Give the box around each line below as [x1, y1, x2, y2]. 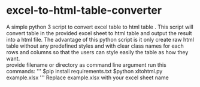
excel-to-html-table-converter [6, 4, 162, 17]
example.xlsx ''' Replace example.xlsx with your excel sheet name [6, 74, 169, 81]
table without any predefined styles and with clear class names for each [6, 42, 184, 49]
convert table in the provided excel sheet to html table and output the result [6, 29, 192, 36]
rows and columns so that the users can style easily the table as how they [6, 48, 189, 55]
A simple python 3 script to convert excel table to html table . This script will [6, 23, 193, 30]
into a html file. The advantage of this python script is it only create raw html [6, 36, 195, 43]
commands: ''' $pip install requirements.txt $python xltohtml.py [6, 67, 163, 74]
